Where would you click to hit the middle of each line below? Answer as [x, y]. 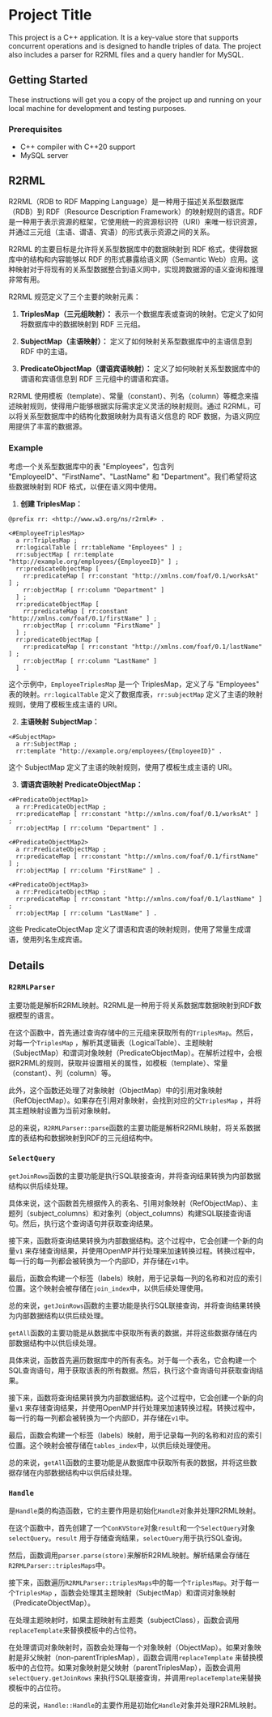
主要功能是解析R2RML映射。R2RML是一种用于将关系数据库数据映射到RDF [132, 1005]
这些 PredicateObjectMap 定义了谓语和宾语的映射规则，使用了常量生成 [126, 929]
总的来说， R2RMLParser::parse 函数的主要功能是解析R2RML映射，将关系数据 [134, 1127]
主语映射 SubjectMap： [59, 722]
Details [26, 965]
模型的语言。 [36, 1015]
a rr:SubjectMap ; [47, 744]
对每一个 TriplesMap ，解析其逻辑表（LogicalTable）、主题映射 [111, 1042]
